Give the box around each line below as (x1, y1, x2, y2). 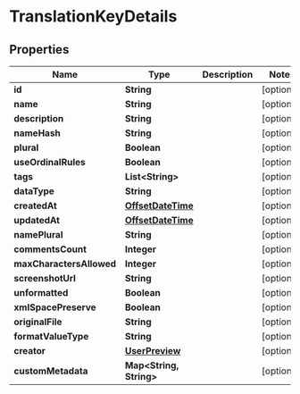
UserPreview (124, 345, 181, 356)
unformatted (13, 287, 69, 298)
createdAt (13, 199, 58, 212)
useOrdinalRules (13, 156, 87, 168)
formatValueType (13, 331, 89, 342)
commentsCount (13, 243, 87, 256)
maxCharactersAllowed (13, 257, 117, 270)
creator (13, 345, 46, 356)
